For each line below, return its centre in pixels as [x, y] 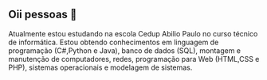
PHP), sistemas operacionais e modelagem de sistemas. [100, 67]
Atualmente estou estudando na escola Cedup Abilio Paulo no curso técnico [133, 33]
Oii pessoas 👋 [43, 15]
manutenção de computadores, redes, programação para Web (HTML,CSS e [134, 59]
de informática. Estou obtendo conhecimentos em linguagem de [114, 42]
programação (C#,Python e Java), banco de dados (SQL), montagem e [125, 50]
